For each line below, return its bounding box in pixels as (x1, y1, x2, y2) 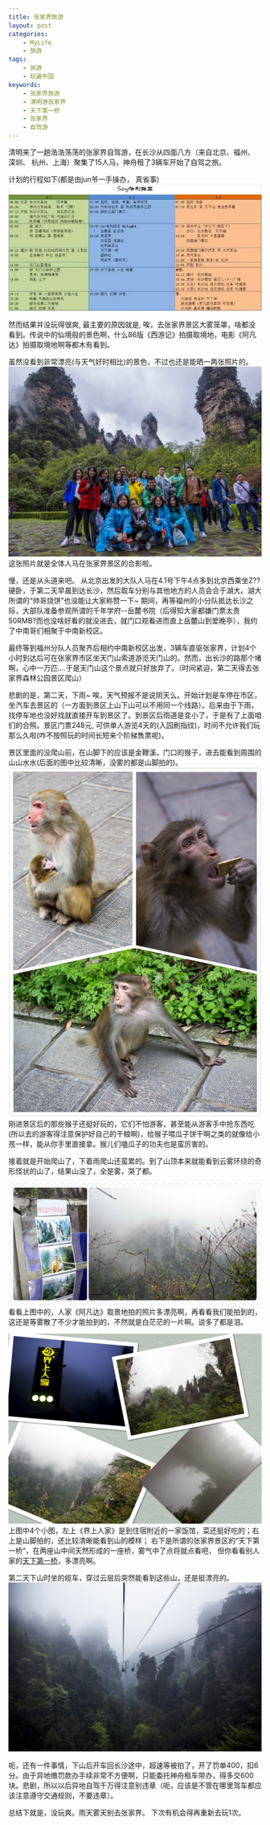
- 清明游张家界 (22, 97, 67, 106)
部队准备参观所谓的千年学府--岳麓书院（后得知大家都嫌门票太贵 (29, 606, 240, 615)
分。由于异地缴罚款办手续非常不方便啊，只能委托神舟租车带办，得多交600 (8, 1770, 255, 1781)
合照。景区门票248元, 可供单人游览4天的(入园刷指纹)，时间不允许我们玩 (22, 721, 261, 730)
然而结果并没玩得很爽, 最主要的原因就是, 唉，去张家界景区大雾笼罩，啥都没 (8, 320, 256, 329)
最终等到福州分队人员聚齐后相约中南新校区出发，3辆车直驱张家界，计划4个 (8, 643, 257, 652)
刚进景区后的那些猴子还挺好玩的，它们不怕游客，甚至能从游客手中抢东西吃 (8, 1119, 255, 1128)
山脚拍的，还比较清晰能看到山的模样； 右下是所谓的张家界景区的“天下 (22, 1536, 253, 1546)
